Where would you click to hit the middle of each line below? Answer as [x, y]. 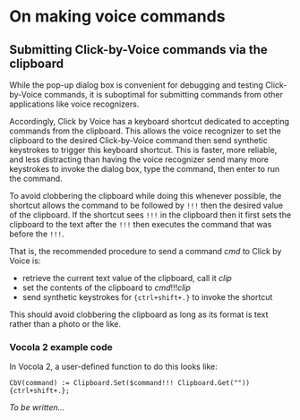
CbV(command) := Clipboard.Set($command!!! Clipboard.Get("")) [130, 383]
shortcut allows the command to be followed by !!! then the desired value [146, 205]
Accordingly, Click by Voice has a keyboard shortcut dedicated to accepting [149, 121]
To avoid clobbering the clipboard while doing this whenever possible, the [146, 196]
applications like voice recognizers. [74, 104]
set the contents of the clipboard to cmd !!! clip [106, 287]
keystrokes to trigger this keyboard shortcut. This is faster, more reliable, [143, 150]
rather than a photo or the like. [65, 324]
